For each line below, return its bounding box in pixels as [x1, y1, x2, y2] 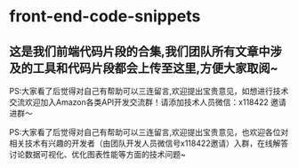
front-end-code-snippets [9, 6, 201, 27]
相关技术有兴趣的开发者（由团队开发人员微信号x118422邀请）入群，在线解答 [9, 138, 289, 148]
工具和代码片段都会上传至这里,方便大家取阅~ [32, 60, 278, 76]
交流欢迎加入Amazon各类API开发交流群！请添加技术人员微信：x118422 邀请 [9, 97, 287, 108]
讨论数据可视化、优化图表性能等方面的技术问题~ [9, 149, 187, 159]
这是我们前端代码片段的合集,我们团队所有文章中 [9, 44, 271, 59]
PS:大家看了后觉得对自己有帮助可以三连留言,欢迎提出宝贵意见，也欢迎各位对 [9, 127, 289, 137]
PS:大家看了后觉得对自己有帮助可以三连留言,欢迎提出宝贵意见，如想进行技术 [9, 86, 289, 96]
